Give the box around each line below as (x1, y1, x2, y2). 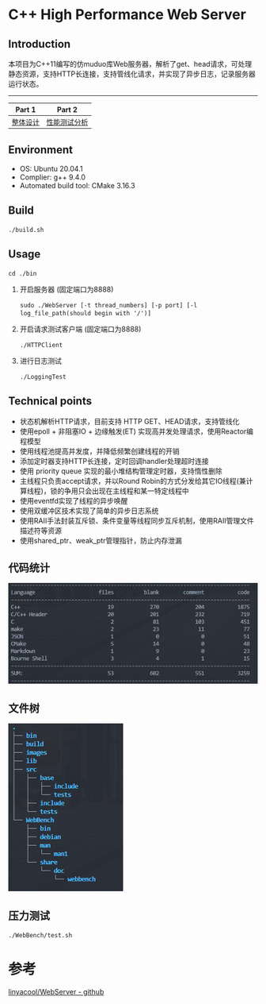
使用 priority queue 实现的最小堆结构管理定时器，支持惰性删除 (19, 466, 223, 476)
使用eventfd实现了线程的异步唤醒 (19, 496, 128, 505)
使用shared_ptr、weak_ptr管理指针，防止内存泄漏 (19, 535, 182, 545)
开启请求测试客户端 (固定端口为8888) (19, 324, 142, 334)
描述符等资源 (19, 526, 62, 535)
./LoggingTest (19, 373, 66, 380)
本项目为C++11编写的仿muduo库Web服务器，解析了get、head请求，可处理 (8, 60, 253, 68)
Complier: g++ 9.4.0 (19, 172, 85, 182)
